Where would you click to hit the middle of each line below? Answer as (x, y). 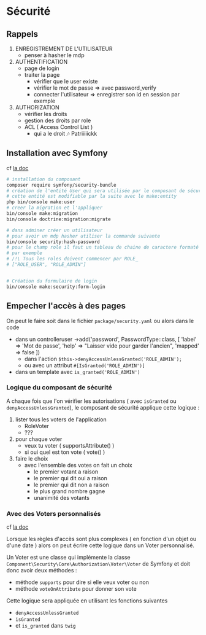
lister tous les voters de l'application (61, 419)
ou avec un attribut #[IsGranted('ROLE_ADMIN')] (85, 365)
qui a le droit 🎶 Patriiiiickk (65, 134)
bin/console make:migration (42, 214)
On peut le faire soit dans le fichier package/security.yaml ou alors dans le (100, 321)
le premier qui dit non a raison (71, 485)
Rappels (22, 34)
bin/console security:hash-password (53, 242)
